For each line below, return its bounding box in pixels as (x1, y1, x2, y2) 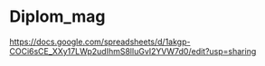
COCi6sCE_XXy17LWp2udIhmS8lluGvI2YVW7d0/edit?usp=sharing (9, 45, 257, 56)
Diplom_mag (9, 6, 106, 27)
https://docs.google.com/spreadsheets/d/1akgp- (9, 36, 191, 47)
